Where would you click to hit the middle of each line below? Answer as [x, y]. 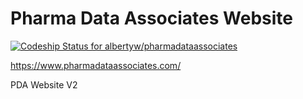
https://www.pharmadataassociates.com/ [96, 65]
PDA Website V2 [44, 84]
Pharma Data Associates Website [151, 18]
